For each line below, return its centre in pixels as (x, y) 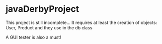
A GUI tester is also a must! (33, 37)
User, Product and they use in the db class (49, 27)
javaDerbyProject (42, 9)
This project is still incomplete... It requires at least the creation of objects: (81, 22)
